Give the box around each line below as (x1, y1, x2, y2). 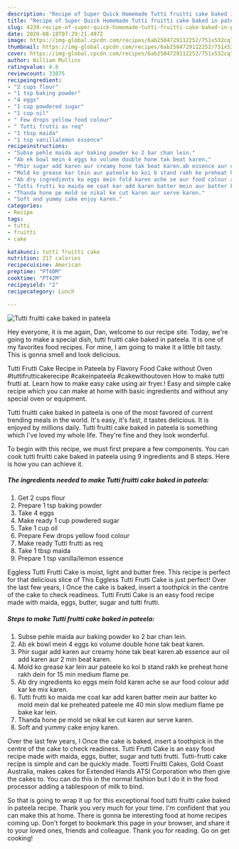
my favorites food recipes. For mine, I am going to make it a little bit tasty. (7, 342, 223, 351)
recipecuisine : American (7, 261, 81, 269)
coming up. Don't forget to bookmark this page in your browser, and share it (7, 819, 230, 828)
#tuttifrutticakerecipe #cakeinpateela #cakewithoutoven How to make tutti (7, 371, 225, 380)
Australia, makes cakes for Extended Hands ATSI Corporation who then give (7, 767, 230, 776)
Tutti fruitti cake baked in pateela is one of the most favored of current (7, 408, 213, 416)
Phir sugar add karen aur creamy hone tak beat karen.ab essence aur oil (17, 648, 230, 656)
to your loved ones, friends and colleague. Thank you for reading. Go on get (7, 826, 230, 835)
